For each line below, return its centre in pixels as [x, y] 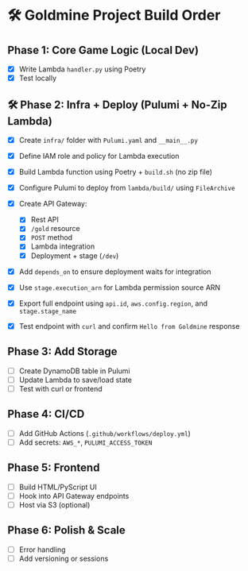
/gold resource [55, 229]
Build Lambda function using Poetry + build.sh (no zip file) [115, 172]
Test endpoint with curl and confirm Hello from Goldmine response [129, 326]
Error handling [42, 550]
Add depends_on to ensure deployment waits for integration [115, 272]
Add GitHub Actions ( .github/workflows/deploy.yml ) [105, 433]
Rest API [45, 220]
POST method [52, 237]
